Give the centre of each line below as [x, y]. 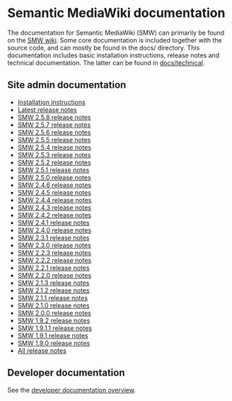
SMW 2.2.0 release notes [54, 275]
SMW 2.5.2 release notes [54, 162]
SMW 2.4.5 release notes [54, 192]
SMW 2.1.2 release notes [53, 290]
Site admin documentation [67, 85]
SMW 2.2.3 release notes [54, 252]
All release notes [42, 350]
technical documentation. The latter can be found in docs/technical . [106, 62]
